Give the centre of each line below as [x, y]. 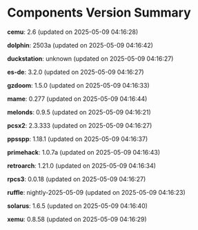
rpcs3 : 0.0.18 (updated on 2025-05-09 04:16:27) [77, 179]
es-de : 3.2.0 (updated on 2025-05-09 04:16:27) [76, 72]
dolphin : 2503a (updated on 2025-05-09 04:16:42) [80, 45]
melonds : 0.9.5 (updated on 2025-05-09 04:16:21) [79, 112]
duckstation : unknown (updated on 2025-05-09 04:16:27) [90, 58]
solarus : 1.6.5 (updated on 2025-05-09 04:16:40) [78, 206]
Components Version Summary [99, 13]
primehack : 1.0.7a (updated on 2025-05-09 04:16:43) [84, 152]
